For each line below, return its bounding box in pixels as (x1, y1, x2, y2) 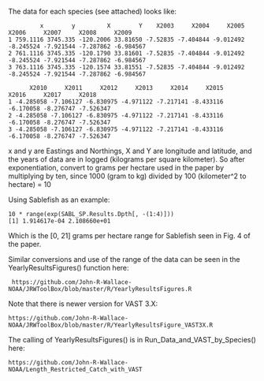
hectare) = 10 (8, 180, 51, 189)
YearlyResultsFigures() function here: (8, 263, 129, 272)
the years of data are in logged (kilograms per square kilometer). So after (8, 155, 246, 164)
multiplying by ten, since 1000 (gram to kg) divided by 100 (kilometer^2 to (8, 171, 247, 181)
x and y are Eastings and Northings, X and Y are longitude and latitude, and (8, 146, 252, 155)
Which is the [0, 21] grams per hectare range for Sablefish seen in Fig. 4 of (8, 231, 251, 240)
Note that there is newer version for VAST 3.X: (8, 299, 158, 308)
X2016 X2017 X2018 (8, 91, 97, 99)
